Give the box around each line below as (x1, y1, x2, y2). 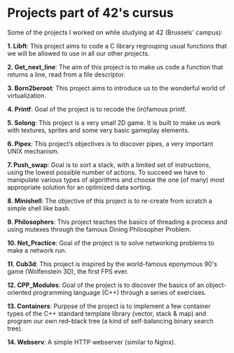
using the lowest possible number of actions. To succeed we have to (7, 168, 205, 176)
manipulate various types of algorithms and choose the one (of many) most (7, 175, 225, 184)
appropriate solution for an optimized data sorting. (7, 182, 153, 191)
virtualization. (7, 91, 47, 100)
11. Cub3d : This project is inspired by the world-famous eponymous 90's (7, 260, 217, 268)
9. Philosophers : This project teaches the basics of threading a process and (7, 218, 228, 226)
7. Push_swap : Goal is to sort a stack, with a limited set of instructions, (7, 160, 212, 169)
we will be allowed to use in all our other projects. (7, 49, 150, 58)
